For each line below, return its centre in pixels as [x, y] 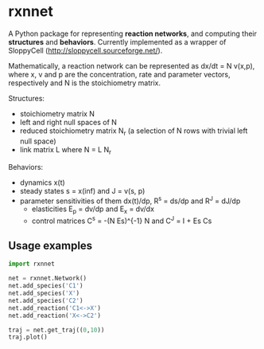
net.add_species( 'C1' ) [46, 286]
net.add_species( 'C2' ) [46, 300]
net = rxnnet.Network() [48, 278]
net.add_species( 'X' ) [44, 293]
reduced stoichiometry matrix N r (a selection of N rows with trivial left [134, 131]
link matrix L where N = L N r [65, 150]
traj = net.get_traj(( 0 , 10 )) [56, 330]
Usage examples [50, 246]
